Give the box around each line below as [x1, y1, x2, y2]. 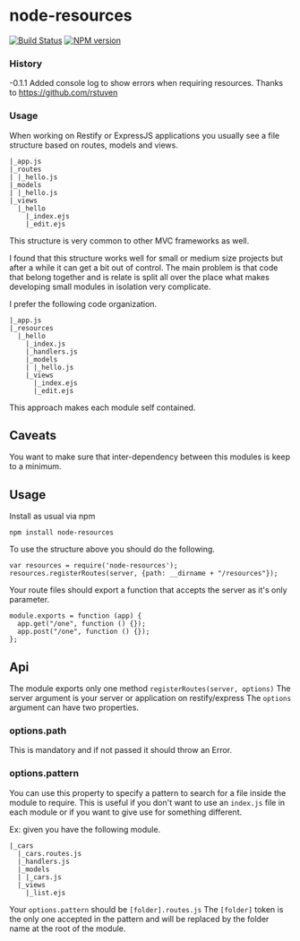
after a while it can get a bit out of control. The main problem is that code [9, 261, 279, 273]
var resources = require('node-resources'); [9, 561, 178, 570]
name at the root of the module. [9, 923, 126, 934]
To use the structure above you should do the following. [9, 543, 215, 555]
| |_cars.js [17, 872, 63, 882]
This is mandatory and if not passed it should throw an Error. [9, 745, 233, 756]
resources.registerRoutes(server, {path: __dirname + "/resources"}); [9, 569, 279, 578]
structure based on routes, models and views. [9, 140, 179, 150]
